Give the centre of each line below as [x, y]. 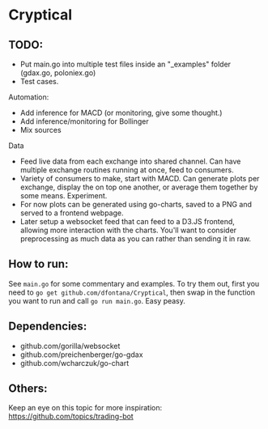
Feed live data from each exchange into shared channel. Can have [130, 161]
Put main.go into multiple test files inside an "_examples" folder [125, 64]
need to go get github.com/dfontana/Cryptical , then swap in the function [132, 292]
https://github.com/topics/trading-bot [71, 416]
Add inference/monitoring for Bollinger [84, 121]
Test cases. [39, 81]
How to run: [38, 264]
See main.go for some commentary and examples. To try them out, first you [134, 283]
